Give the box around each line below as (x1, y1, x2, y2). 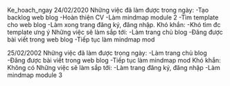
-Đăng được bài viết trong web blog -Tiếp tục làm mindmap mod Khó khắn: (7, 56, 222, 64)
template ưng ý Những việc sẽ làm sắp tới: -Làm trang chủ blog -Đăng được (7, 28, 223, 36)
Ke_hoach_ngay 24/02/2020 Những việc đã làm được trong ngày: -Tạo (7, 6, 209, 14)
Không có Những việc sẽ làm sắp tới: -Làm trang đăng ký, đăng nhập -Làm (7, 64, 220, 71)
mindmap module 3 (7, 71, 62, 79)
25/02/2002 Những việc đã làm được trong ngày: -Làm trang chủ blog (7, 49, 208, 57)
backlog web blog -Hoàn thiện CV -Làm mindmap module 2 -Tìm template (7, 13, 219, 21)
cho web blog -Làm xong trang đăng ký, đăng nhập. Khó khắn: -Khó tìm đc (7, 21, 221, 28)
